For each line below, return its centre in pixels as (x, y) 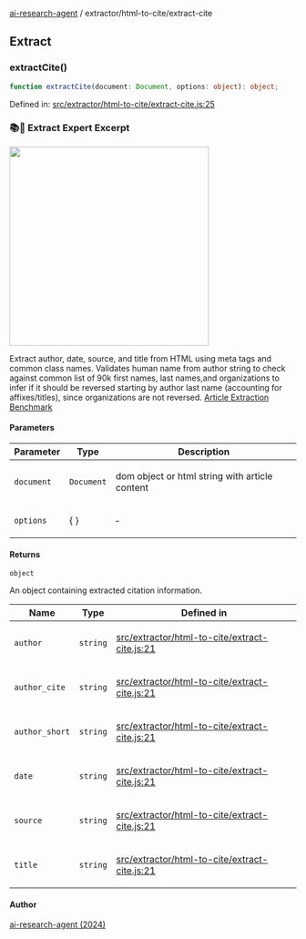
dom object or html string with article (194, 476)
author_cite (40, 688)
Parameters (32, 428)
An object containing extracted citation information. (106, 590)
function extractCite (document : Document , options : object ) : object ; (144, 87)
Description (204, 452)
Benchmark (31, 407)
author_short (42, 732)
